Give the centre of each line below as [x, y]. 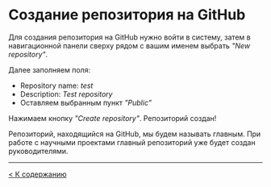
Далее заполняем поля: [50, 69]
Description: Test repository [66, 93]
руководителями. [38, 151]
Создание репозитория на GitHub [127, 15]
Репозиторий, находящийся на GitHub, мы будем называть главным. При [135, 134]
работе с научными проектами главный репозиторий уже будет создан [132, 142]
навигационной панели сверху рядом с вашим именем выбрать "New [129, 45]
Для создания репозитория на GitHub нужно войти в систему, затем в [130, 37]
